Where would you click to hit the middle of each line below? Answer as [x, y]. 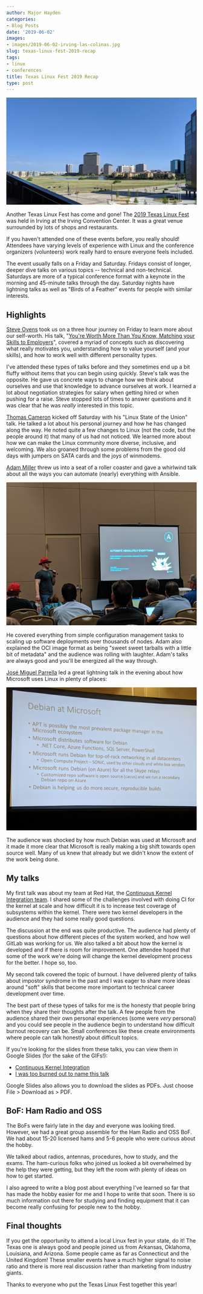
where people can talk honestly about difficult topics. [72, 1037]
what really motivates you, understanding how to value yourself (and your [98, 349]
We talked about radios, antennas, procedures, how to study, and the [92, 1157]
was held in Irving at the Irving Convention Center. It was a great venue [95, 221]
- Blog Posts [23, 25]
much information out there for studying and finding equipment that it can [98, 1200]
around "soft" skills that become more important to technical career [90, 987]
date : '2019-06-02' [31, 32]
